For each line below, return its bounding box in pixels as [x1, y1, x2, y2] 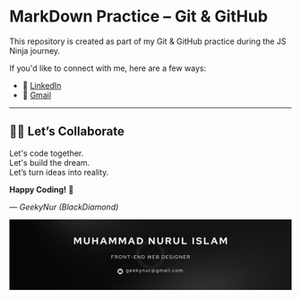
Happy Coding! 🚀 [9, 184, 74, 194]
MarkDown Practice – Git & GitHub [9, 6, 269, 27]
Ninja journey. [9, 45, 61, 56]
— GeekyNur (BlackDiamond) [9, 201, 119, 212]
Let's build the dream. [9, 157, 90, 167]
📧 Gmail [21, 90, 52, 100]
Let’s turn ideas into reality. [9, 167, 109, 177]
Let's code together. [9, 148, 84, 158]
